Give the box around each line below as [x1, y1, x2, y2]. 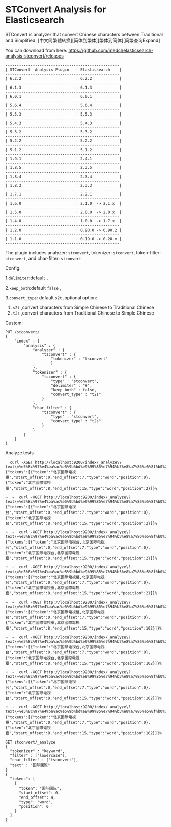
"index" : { [14, 338, 40, 344]
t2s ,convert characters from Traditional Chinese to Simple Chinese [12, 309, 154, 316]
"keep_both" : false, [50, 387, 97, 392]
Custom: [5, 320, 23, 326]
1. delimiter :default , [5, 275, 49, 281]
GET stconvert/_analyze [5, 739, 56, 745]
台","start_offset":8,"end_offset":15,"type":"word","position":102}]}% [5, 696, 162, 701]
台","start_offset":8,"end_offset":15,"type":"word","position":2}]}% [5, 521, 158, 526]
